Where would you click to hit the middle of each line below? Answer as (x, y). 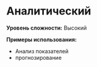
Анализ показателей (42, 51)
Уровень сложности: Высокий (47, 28)
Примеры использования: (42, 39)
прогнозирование (38, 57)
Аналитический (49, 11)
